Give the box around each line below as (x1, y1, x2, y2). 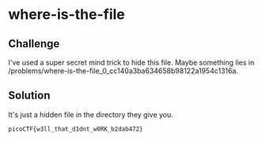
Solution (8, 89, 51, 102)
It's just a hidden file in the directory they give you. (8, 109, 174, 119)
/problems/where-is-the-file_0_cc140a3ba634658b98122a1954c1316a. (8, 66, 239, 76)
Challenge (8, 37, 60, 50)
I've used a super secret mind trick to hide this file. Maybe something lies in (8, 58, 255, 67)
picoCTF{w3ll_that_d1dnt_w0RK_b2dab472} (8, 124, 144, 133)
